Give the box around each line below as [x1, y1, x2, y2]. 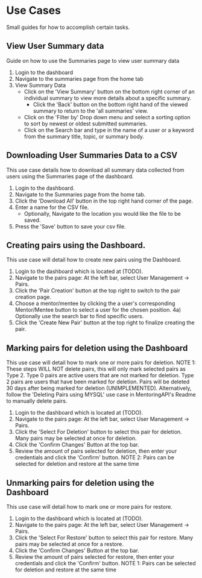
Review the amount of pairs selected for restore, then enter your [14, 553, 175, 561]
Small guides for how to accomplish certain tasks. [6, 24, 130, 31]
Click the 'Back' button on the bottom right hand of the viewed [33, 101, 188, 108]
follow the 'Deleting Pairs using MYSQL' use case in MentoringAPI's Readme [6, 391, 196, 398]
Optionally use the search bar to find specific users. [14, 313, 144, 320]
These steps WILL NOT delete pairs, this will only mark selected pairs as [6, 365, 186, 372]
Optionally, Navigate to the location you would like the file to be [24, 210, 181, 217]
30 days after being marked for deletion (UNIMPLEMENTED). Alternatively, [6, 385, 192, 392]
